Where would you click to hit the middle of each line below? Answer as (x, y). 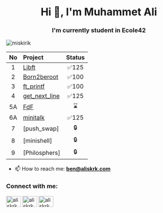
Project (34, 58)
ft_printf (34, 86)
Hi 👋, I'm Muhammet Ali (99, 12)
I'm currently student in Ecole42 (99, 31)
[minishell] (38, 140)
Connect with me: (32, 186)
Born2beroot (41, 77)
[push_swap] (41, 129)
